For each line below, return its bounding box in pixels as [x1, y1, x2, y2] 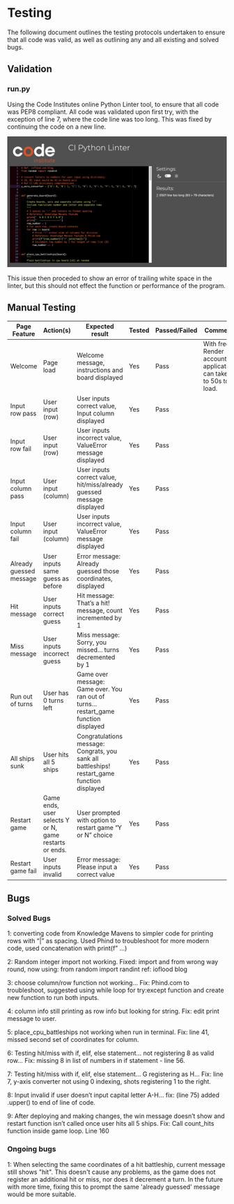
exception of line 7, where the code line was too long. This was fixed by [7, 115, 212, 123]
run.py [7, 84, 31, 94]
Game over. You [76, 685, 123, 694]
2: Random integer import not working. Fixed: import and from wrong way [7, 958, 219, 966]
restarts [42, 838, 65, 847]
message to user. [7, 1015, 57, 1023]
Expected [86, 322, 114, 331]
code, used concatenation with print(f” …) [7, 944, 127, 952]
